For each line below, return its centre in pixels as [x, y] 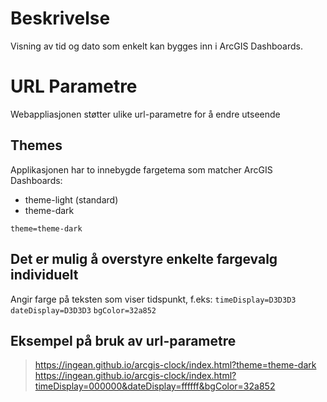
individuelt [44, 275]
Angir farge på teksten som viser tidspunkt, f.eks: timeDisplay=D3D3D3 [153, 299]
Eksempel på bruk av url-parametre [123, 340]
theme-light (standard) [71, 199]
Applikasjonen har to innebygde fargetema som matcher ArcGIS [141, 169]
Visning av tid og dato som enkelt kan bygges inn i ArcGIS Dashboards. [156, 46]
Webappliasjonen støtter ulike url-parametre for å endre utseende [145, 114]
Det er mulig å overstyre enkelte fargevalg [144, 259]
